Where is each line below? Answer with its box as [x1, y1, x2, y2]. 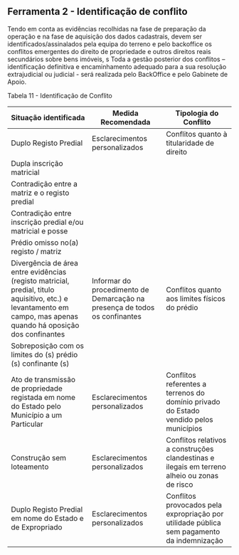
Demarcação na [92, 293, 145, 303]
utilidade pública [166, 517, 222, 527]
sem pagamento [166, 527, 221, 536]
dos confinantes [11, 329, 65, 339]
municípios [166, 423, 203, 433]
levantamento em [11, 302, 69, 312]
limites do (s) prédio [11, 349, 78, 359]
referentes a [166, 379, 207, 388]
